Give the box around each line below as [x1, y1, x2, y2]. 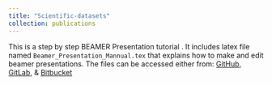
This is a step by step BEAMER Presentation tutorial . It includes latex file [8, 41, 250, 51]
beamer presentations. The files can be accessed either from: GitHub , [8, 58, 242, 69]
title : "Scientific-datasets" [8, 11, 111, 20]
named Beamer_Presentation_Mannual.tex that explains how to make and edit [8, 50, 265, 60]
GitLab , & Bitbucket [8, 67, 73, 77]
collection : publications [8, 19, 96, 28]
